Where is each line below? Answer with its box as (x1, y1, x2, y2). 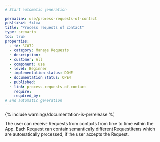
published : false (5, 21, 41, 25)
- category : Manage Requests (9, 47, 69, 53)
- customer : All (9, 57, 43, 62)
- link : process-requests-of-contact (9, 84, 87, 89)
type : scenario (5, 30, 36, 35)
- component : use (9, 62, 45, 67)
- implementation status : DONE (9, 71, 73, 76)
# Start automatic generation (5, 7, 67, 12)
